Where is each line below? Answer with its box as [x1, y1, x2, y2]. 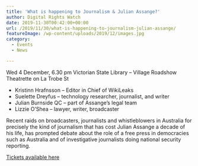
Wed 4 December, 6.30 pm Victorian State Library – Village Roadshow [6, 69, 177, 76]
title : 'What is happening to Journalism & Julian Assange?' [6, 8, 161, 15]
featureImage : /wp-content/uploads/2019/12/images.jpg [6, 31, 145, 37]
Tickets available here [6, 154, 60, 161]
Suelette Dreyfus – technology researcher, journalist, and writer [14, 92, 170, 100]
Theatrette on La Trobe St [6, 75, 69, 82]
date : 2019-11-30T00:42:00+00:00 [6, 20, 89, 25]
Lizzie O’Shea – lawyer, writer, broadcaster [14, 105, 120, 113]
